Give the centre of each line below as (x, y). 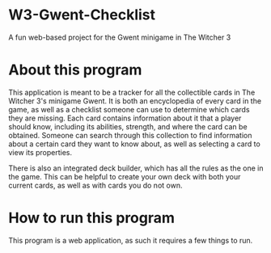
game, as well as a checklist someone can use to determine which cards (129, 109)
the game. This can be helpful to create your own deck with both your (125, 176)
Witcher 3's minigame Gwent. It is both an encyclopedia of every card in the (135, 101)
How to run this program (92, 218)
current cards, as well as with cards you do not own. (95, 185)
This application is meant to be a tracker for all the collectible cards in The (132, 92)
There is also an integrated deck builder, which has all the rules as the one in (136, 168)
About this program (75, 70)
